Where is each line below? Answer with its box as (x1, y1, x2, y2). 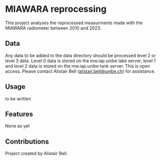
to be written (5, 95, 31, 102)
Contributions (5, 137, 49, 146)
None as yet (5, 123, 30, 129)
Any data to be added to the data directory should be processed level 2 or (5, 52, 156, 58)
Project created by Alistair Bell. (5, 151, 68, 157)
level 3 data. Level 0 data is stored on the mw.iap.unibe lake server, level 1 (5, 58, 156, 64)
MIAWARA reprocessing (5, 3, 107, 15)
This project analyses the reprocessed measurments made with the (5, 20, 143, 26)
